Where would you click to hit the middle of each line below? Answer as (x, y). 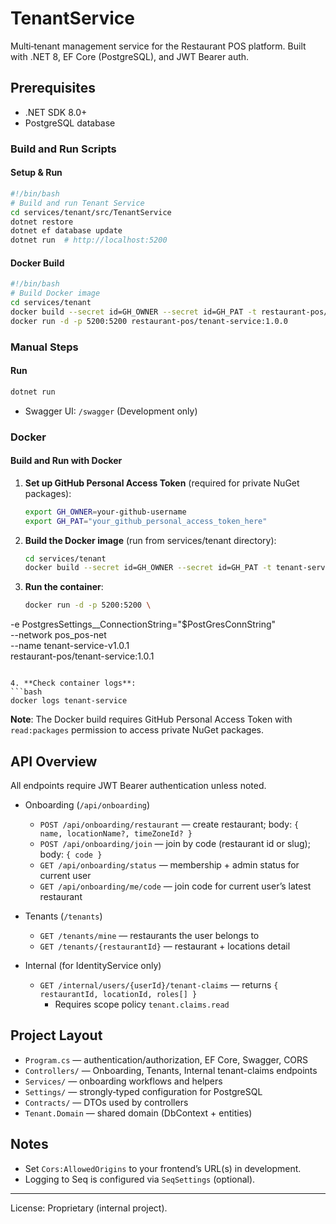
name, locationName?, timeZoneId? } (116, 834)
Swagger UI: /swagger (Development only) (111, 411)
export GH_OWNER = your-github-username (105, 512)
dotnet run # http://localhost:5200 (89, 240)
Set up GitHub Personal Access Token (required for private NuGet (162, 483)
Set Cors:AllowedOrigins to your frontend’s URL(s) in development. (163, 1168)
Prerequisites (53, 88)
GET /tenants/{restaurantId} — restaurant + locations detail (165, 946)
